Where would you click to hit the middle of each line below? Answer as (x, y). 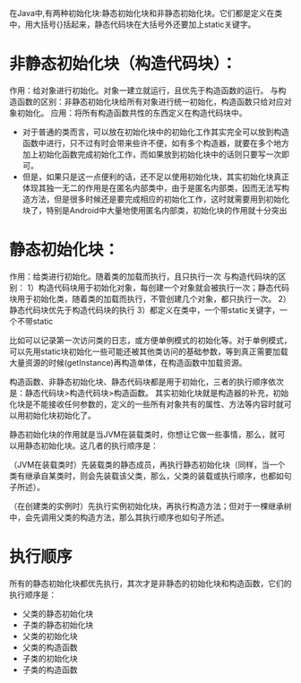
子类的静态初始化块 (58, 625)
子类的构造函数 (50, 670)
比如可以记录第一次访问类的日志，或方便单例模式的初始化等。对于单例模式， (150, 340)
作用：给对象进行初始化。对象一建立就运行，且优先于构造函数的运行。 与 (144, 90)
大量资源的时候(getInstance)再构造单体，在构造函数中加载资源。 (128, 362)
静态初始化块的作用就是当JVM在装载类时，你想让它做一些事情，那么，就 (143, 434)
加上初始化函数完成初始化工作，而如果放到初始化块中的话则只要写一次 (152, 154)
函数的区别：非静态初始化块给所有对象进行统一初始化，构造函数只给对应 (150, 101)
